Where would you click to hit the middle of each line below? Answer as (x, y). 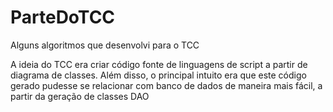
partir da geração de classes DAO (80, 96)
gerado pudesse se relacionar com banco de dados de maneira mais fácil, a (166, 85)
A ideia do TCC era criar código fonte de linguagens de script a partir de (159, 64)
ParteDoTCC (63, 17)
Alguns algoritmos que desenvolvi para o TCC (105, 45)
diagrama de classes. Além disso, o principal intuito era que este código (158, 75)
